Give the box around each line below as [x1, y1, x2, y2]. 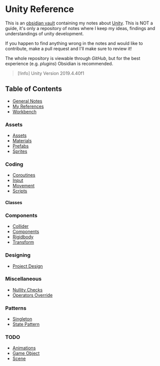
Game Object [12, 351, 40, 357]
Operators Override [12, 292, 53, 298]
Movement [12, 183, 35, 189]
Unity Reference [5, 3, 74, 15]
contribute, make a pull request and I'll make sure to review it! [5, 45, 132, 51]
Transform [12, 239, 34, 245]
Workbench [12, 108, 36, 114]
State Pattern [12, 321, 40, 328]
